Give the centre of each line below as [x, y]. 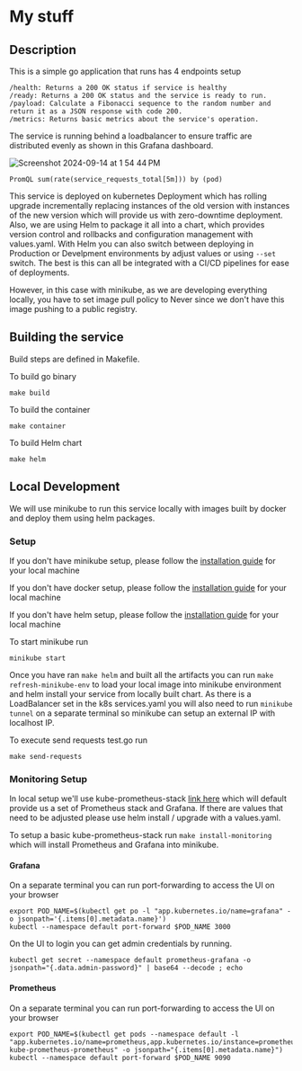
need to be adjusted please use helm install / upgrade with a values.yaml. [145, 818]
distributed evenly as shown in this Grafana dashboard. [111, 145]
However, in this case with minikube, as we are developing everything [138, 290]
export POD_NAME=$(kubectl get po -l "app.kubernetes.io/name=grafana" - [151, 911]
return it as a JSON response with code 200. [96, 112]
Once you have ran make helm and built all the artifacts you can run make [142, 674]
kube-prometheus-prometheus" [64, 1049]
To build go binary [43, 376]
